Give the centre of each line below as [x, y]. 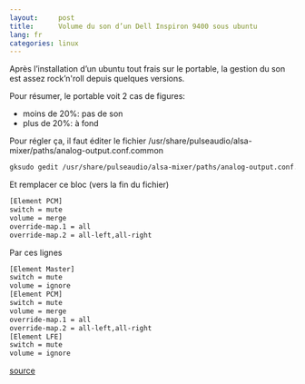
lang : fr [26, 34]
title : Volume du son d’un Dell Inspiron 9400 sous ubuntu [133, 26]
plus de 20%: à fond [60, 123]
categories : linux [44, 43]
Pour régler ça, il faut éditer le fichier [78, 141]
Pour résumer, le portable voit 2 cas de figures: [98, 96]
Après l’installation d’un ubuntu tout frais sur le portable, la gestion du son [148, 69]
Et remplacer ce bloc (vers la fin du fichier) [89, 185]
